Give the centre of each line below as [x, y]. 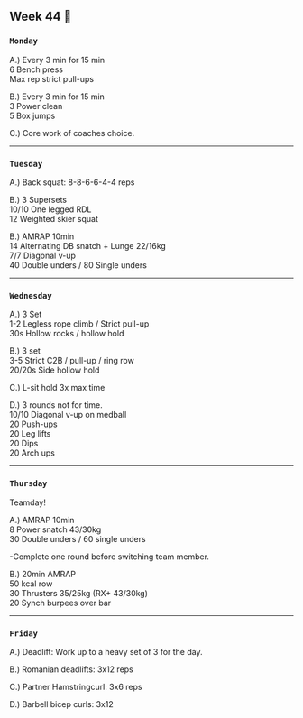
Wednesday [31, 295]
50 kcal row [31, 584]
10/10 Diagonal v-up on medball [68, 415]
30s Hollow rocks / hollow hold [67, 334]
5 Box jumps [32, 115]
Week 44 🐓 [41, 17]
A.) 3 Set [26, 314]
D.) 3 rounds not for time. [56, 405]
